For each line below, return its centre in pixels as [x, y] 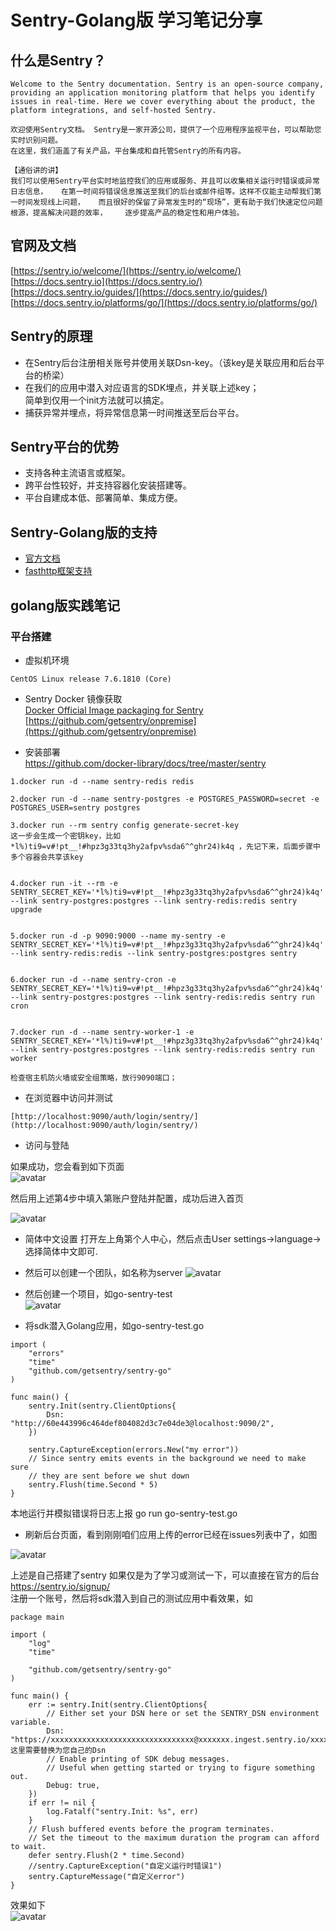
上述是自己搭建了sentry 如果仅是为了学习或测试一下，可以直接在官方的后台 [165, 1575]
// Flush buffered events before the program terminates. [151, 1829]
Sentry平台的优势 [65, 447]
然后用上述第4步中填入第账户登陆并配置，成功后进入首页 [127, 1198]
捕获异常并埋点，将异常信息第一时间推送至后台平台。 [134, 412]
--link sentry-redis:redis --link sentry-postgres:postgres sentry [154, 953]
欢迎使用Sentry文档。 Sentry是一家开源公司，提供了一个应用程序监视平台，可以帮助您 [166, 130]
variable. [31, 1722]
